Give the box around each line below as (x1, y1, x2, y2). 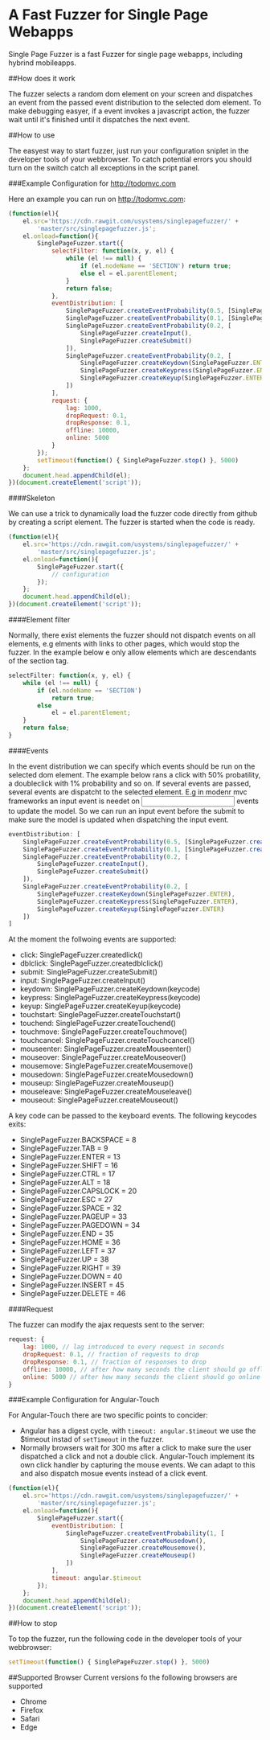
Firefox (19, 1705, 44, 1715)
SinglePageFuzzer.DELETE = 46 (19, 1289, 126, 1299)
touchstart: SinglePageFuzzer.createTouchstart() (19, 1010, 182, 1020)
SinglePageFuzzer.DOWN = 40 (19, 1272, 123, 1282)
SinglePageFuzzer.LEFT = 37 (19, 1246, 117, 1256)
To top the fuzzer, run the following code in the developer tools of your (8, 1634, 243, 1644)
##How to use (8, 130, 55, 140)
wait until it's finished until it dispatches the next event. (8, 114, 190, 124)
